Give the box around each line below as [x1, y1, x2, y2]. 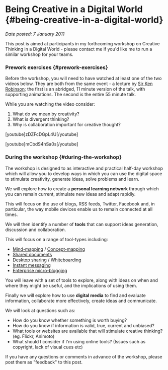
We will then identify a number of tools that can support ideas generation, [5, 221, 158, 227]
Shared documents [12, 251, 52, 257]
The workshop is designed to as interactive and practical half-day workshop [5, 165, 163, 171]
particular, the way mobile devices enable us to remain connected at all [5, 206, 153, 212]
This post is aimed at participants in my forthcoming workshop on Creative [5, 40, 160, 46]
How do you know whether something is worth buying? [12, 317, 127, 323]
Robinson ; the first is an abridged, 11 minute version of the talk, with [5, 86, 145, 92]
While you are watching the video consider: [5, 101, 96, 107]
